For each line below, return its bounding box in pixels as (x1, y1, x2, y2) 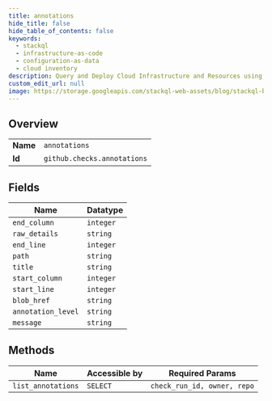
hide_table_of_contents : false (8, 27, 114, 35)
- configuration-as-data (15, 57, 100, 65)
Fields (8, 180, 40, 194)
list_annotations (12, 381, 79, 390)
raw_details (12, 230, 59, 238)
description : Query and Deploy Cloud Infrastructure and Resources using (8, 72, 263, 80)
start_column (12, 274, 63, 283)
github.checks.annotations (43, 154, 148, 163)
